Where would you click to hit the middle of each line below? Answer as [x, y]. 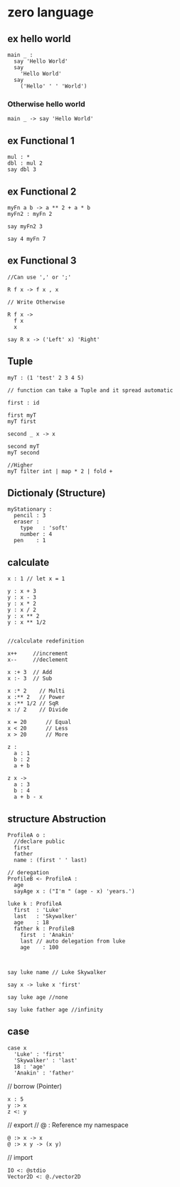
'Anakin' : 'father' [44, 1073]
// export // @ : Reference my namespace [68, 1125]
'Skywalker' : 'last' [46, 1060]
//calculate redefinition [46, 641]
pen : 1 [30, 541]
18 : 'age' [30, 1067]
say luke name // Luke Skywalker [57, 972]
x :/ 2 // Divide [38, 710]
